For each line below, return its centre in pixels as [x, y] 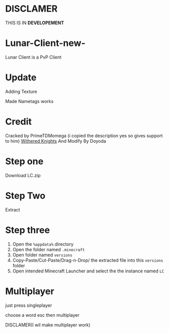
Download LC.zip [23, 175]
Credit [18, 122]
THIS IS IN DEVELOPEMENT [35, 23]
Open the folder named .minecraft [48, 249]
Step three [28, 230]
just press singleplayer [29, 305]
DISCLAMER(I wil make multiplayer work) [48, 325]
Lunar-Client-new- [45, 43]
